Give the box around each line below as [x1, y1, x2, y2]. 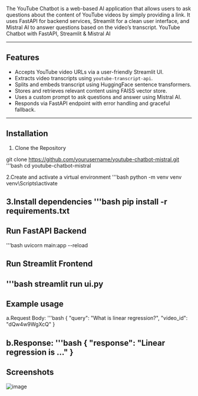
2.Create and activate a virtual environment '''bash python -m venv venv [6, 174, 182, 181]
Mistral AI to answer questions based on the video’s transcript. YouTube [6, 24, 180, 31]
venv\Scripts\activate [6, 179, 58, 186]
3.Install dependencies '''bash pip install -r [6, 197, 168, 207]
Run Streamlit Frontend [6, 259, 93, 269]
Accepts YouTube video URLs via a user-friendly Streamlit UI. [14, 68, 164, 76]
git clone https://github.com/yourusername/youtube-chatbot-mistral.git [6, 156, 180, 163]
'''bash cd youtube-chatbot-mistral [6, 162, 91, 169]
